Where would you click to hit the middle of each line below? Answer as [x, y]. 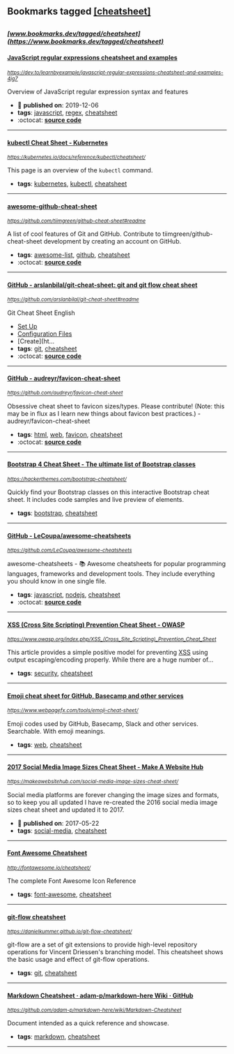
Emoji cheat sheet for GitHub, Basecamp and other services [95, 696]
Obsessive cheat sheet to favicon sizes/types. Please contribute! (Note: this [116, 406]
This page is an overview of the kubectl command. [80, 170]
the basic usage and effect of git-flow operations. [78, 960]
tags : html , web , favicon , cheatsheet [70, 434]
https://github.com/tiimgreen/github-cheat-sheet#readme [77, 221]
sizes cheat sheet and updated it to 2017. [66, 810]
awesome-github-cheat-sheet [52, 206]
